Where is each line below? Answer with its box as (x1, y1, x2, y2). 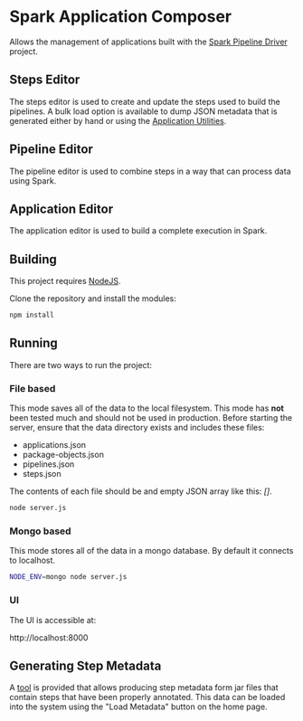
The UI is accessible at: (9, 614, 97, 625)
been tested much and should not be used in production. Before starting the (9, 413, 292, 423)
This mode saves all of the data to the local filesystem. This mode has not (9, 403, 285, 413)
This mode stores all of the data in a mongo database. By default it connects (9, 545, 294, 556)
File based (9, 382, 56, 394)
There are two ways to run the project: (9, 359, 152, 370)
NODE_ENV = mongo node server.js (9, 573, 128, 582)
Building (9, 251, 57, 267)
